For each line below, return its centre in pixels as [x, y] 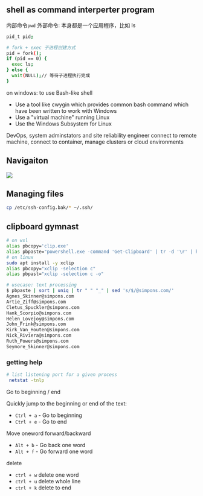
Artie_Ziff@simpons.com [36, 302]
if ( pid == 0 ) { [27, 59]
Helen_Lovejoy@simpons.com [40, 319]
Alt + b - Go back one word [50, 445]
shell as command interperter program [81, 10]
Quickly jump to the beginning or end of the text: [66, 403]
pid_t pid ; [20, 37]
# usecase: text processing [42, 285]
